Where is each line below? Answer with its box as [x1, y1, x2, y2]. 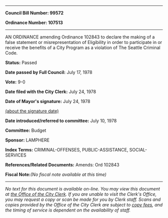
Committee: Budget [5, 127, 46, 133]
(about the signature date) [5, 108, 59, 114]
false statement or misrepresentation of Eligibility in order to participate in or [5, 39, 162, 45]
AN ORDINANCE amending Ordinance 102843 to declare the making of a [5, 34, 155, 40]
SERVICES [5, 152, 26, 158]
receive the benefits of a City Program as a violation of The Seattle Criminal [5, 44, 161, 50]
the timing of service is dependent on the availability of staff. [5, 207, 131, 213]
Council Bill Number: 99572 [5, 10, 64, 15]
